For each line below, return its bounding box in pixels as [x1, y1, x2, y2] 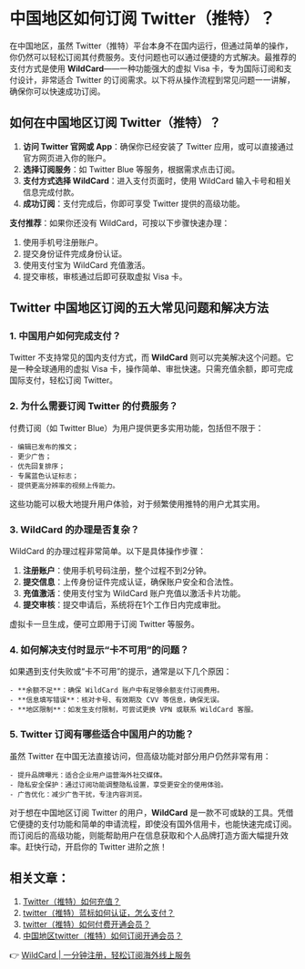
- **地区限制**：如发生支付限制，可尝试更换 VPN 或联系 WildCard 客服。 [9, 706, 258, 715]
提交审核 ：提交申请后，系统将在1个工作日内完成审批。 [22, 599, 226, 611]
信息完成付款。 [22, 186, 79, 197]
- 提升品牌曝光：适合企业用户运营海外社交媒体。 [9, 770, 167, 779]
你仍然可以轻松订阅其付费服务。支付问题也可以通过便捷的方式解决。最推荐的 [9, 51, 297, 62]
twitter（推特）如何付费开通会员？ [22, 919, 151, 930]
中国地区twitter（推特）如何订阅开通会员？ [22, 931, 183, 942]
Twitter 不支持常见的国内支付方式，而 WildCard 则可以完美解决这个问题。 [9, 352, 286, 363]
